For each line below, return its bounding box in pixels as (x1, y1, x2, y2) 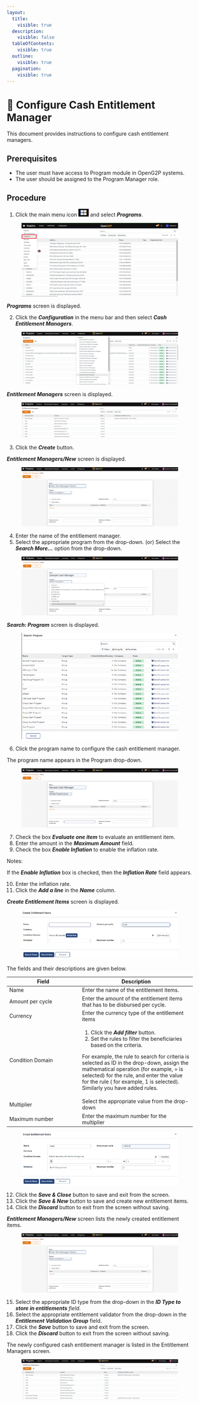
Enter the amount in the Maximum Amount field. (15, 840, 134, 847)
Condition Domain (9, 1057, 53, 1064)
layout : (6, 9, 26, 15)
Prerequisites (6, 154, 57, 164)
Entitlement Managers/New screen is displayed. (6, 455, 126, 462)
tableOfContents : (12, 41, 55, 47)
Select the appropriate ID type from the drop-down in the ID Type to (15, 1298, 181, 1305)
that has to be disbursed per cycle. (82, 1001, 167, 1008)
